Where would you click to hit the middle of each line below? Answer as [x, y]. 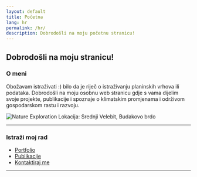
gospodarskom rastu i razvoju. [43, 105]
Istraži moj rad [27, 137]
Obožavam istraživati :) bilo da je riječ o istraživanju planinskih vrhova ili [93, 86]
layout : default [26, 11]
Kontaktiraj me [32, 162]
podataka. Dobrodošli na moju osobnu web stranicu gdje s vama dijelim [92, 93]
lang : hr [17, 22]
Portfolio [25, 150]
